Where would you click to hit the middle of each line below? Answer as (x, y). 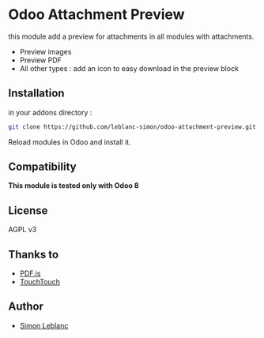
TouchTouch (40, 282)
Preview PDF (40, 60)
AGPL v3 (23, 230)
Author (26, 307)
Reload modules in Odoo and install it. (70, 142)
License (28, 210)
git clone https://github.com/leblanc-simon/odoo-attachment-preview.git (132, 127)
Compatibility (42, 167)
